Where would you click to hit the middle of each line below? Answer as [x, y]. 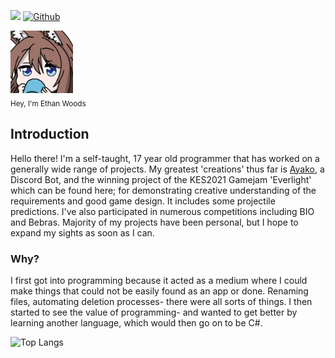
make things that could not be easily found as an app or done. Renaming [159, 291]
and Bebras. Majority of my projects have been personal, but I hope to [154, 222]
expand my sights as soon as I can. [82, 232]
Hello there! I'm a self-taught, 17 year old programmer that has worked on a [165, 158]
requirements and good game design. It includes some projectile [143, 201]
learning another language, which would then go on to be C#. [136, 322]
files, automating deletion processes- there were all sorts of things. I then [161, 301]
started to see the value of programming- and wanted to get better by [154, 312]
